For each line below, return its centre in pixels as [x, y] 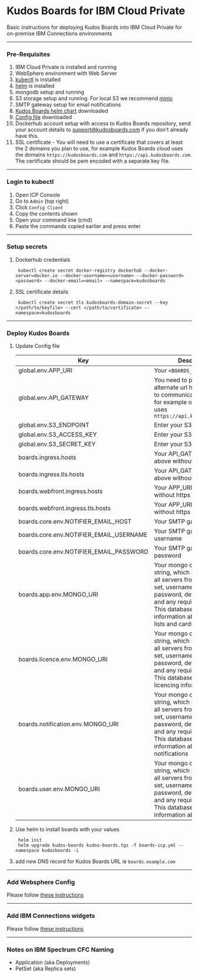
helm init [30, 840]
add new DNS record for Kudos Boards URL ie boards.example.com [95, 861]
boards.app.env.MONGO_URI [58, 595]
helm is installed [35, 86]
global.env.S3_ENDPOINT [54, 425]
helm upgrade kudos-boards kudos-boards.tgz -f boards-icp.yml [97, 845]
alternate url [171, 387]
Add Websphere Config [41, 882]
